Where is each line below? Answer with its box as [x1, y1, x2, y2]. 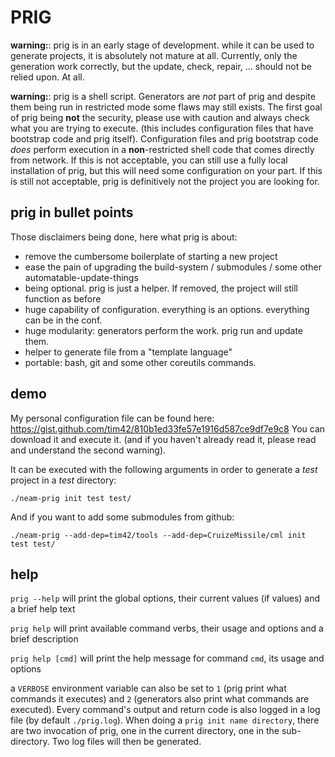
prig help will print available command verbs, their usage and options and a [10, 622, 324, 635]
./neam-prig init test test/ [10, 493, 132, 503]
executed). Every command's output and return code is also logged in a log [10, 704, 321, 716]
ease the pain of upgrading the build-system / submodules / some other [24, 261, 322, 273]
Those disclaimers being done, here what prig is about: [10, 231, 238, 243]
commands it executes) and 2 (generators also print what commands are [10, 693, 310, 705]
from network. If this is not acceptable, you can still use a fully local [10, 154, 288, 166]
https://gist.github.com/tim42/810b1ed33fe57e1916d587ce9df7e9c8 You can [10, 422, 326, 435]
